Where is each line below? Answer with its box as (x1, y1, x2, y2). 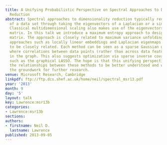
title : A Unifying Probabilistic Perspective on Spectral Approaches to (5, 7, 159, 12)
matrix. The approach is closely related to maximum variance (9, 35, 141, 40)
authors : (5, 118, 23, 124)
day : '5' (5, 91, 23, 96)
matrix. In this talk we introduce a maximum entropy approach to (9, 30, 150, 35)
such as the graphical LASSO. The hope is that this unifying (9, 58, 141, 63)
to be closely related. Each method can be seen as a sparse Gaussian (9, 44, 159, 49)
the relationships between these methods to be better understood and (9, 63, 159, 68)
